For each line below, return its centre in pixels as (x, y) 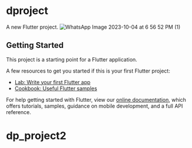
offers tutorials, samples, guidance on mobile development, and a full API (95, 106)
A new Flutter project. (32, 27)
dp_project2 (36, 135)
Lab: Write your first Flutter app (53, 82)
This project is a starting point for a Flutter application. (72, 59)
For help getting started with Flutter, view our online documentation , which (96, 99)
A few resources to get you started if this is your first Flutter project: (88, 71)
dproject (27, 11)
